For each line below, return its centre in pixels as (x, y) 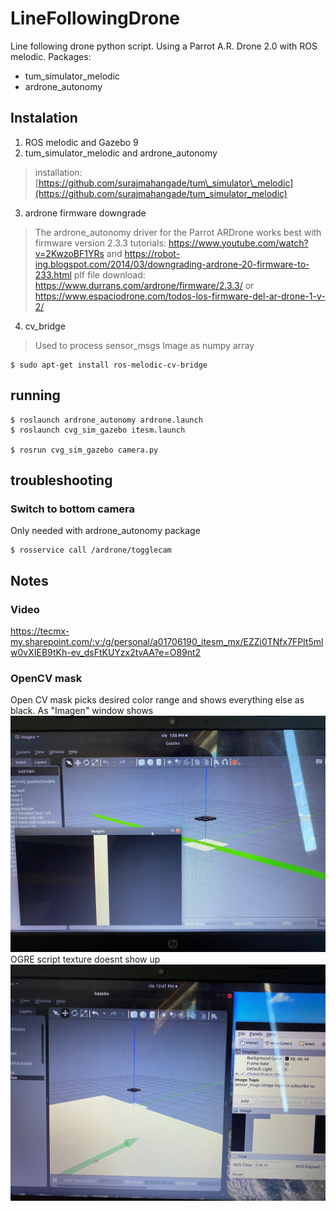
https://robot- (152, 253)
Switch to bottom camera (73, 509)
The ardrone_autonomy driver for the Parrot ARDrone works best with (178, 232)
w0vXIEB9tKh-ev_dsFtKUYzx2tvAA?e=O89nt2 (106, 652)
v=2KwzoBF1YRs (69, 253)
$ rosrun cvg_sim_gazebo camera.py (84, 450)
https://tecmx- (40, 631)
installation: (58, 172)
